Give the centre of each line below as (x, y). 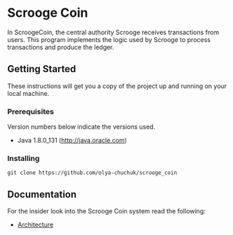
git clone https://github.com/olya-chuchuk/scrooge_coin (92, 173)
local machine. (28, 93)
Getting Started (42, 69)
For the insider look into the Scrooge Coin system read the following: (106, 211)
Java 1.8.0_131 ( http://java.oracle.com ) (72, 141)
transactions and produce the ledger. (61, 47)
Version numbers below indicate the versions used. (81, 127)
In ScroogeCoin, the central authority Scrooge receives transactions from (113, 32)
